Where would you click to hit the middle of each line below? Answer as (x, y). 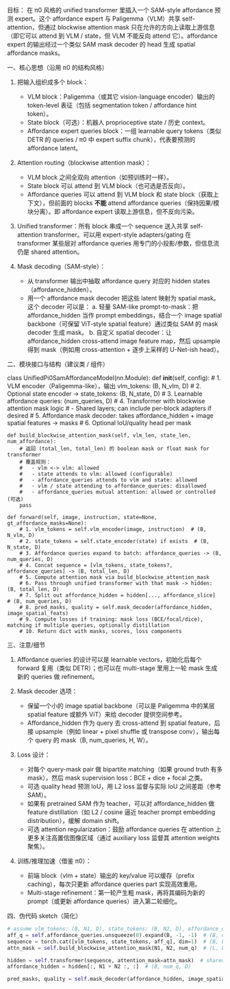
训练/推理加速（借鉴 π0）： (54, 861)
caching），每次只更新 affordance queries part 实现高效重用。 (114, 884)
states (201, 281)
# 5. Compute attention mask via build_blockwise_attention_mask (115, 577)
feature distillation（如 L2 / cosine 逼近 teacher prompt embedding (121, 812)
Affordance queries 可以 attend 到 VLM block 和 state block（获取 (120, 194)
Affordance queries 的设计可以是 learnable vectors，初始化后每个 (109, 659)
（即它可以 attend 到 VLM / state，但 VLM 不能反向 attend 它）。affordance (112, 36)
